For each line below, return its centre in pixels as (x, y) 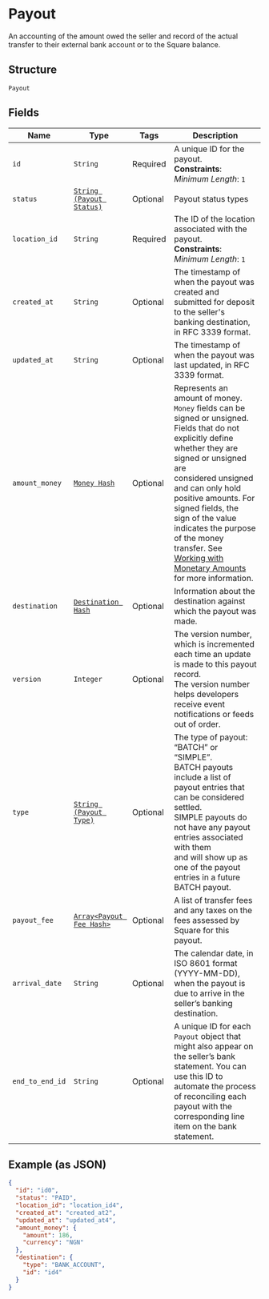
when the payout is (209, 983)
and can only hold (207, 487)
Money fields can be (209, 407)
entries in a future (207, 877)
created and (197, 291)
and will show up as (211, 857)
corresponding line (209, 1116)
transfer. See (198, 547)
